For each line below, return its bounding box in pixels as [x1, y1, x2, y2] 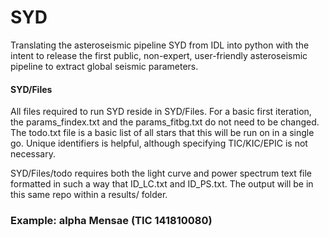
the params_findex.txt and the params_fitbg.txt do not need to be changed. [10, 116, 320, 128]
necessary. [10, 148, 57, 160]
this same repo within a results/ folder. [10, 189, 168, 201]
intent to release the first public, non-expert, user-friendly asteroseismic [10, 49, 308, 61]
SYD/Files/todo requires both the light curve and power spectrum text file [10, 167, 313, 180]
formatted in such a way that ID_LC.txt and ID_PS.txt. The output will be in [10, 178, 314, 190]
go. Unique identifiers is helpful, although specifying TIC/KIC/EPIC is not [10, 137, 308, 150]
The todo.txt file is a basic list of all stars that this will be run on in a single [10, 127, 315, 139]
